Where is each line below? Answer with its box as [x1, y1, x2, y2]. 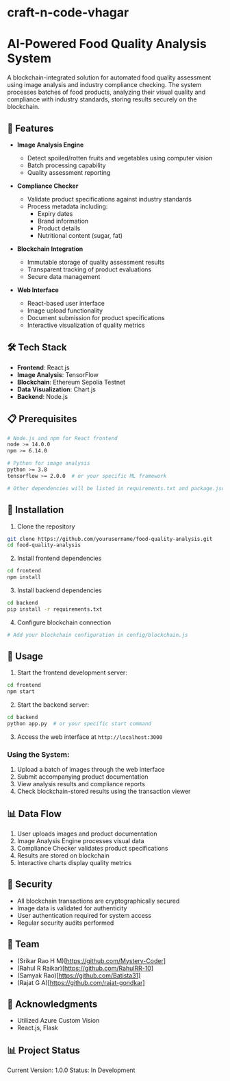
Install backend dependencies [16, 586, 103, 594]
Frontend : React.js [16, 363, 70, 372]
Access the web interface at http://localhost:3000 [16, 732, 163, 741]
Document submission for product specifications [27, 313, 166, 321]
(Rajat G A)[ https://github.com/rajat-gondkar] [16, 978, 145, 986]
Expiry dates [37, 209, 73, 217]
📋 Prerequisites [7, 413, 77, 425]
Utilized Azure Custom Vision [16, 1017, 100, 1025]
